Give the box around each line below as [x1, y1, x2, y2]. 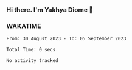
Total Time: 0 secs [6, 47, 56, 53]
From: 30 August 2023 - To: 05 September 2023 [6, 36, 127, 42]
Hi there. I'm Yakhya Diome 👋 [6, 5, 94, 14]
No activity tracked [6, 57, 59, 63]
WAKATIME [6, 21, 41, 30]
